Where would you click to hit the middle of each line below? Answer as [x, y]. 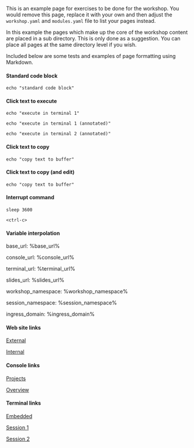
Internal [15, 352]
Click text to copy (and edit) [40, 172]
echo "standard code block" [40, 88]
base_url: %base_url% [33, 246]
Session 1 [18, 428]
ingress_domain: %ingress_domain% [51, 314]
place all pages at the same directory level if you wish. [72, 45]
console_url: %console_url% [40, 258]
